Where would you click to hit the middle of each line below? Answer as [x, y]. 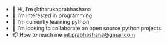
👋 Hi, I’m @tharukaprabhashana [51, 9]
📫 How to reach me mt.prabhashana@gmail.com [73, 35]
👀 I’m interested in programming [52, 15]
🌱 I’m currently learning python [51, 22]
